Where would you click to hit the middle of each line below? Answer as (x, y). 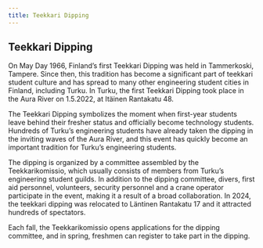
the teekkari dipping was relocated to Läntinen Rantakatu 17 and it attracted (130, 204)
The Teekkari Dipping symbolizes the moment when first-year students (122, 114)
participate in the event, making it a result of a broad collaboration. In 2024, (130, 196)
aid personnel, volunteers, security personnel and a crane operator (116, 188)
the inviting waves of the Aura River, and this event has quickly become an (128, 139)
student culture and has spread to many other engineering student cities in (128, 82)
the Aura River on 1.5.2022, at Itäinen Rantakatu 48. (91, 99)
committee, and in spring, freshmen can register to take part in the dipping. (129, 236)
